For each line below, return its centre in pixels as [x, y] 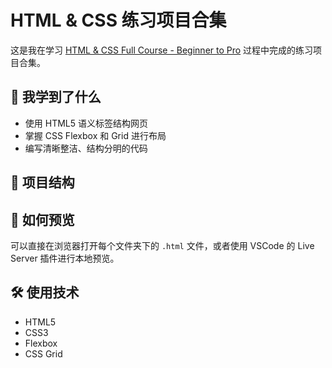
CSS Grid [43, 353]
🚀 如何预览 [42, 219]
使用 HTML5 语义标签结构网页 [86, 123]
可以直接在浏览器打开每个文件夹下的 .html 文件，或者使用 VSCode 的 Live [162, 245]
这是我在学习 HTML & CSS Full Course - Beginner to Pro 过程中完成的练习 [162, 50]
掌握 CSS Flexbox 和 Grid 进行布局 [95, 135]
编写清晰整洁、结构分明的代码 [86, 148]
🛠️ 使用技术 [45, 292]
